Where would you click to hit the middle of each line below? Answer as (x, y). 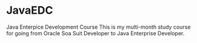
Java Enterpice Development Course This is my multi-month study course (98, 27)
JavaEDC (30, 10)
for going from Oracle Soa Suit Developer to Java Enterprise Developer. (95, 33)
